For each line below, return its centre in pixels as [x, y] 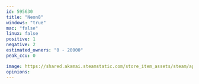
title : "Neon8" [25, 17]
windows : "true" [26, 22]
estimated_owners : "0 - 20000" [45, 50]
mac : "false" [22, 28]
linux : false [22, 34]
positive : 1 [21, 39]
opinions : [18, 72]
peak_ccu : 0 [21, 56]
